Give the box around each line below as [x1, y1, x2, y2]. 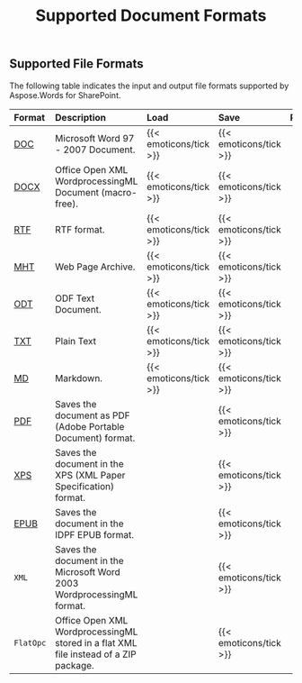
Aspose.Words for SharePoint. [9, 89, 121, 100]
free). [55, 197, 79, 210]
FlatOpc [13, 637, 47, 648]
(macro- [101, 186, 138, 198]
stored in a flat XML [55, 636, 138, 649]
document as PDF [55, 409, 130, 422]
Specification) [55, 479, 115, 492]
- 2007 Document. [55, 143, 136, 156]
